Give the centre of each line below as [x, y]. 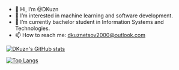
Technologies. [32, 28]
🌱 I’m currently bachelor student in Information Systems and [89, 22]
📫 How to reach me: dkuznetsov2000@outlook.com [80, 35]
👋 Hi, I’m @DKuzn [37, 9]
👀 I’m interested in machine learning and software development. [94, 16]
